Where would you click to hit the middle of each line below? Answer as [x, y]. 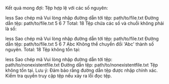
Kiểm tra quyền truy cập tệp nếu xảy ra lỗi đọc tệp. [59, 76]
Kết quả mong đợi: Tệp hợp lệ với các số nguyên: [57, 8]
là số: [11, 29]
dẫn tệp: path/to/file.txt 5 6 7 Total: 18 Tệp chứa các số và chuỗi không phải [85, 23]
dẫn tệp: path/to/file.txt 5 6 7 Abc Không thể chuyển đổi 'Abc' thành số [80, 44]
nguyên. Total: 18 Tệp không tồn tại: [43, 49]
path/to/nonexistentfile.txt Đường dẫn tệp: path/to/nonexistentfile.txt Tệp [82, 65]
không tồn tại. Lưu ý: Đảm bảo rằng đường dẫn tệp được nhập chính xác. [82, 70]
